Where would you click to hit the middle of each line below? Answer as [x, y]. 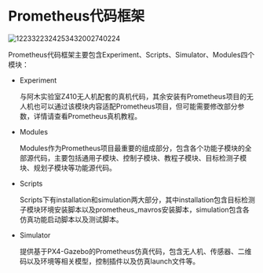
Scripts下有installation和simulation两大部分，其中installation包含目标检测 [137, 199]
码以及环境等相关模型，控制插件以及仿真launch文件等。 [110, 261]
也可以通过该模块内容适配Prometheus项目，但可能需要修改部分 [135, 106]
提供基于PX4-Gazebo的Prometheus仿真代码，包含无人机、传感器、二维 [135, 251]
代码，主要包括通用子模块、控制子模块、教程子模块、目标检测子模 [140, 157]
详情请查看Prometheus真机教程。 [88, 116]
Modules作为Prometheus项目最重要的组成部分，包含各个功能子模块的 [132, 148]
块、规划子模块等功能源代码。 [68, 168]
